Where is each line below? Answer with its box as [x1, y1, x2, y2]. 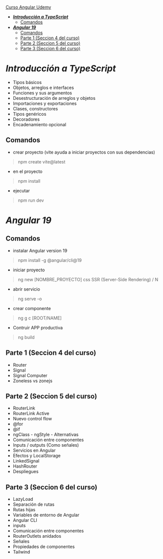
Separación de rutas [12, 501, 55, 507]
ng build [17, 334, 35, 340]
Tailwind [12, 549, 30, 555]
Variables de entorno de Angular [12, 512, 80, 518]
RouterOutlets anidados [12, 533, 62, 539]
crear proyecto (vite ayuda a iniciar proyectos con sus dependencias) [12, 149, 156, 155]
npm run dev [17, 197, 44, 203]
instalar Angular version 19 [12, 247, 68, 253]
